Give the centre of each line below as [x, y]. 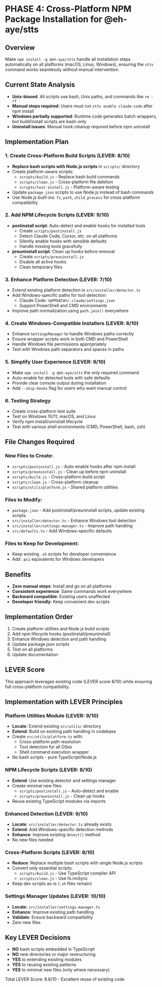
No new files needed [33, 840]
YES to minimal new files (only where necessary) [61, 970]
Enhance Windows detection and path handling [59, 639]
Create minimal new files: [37, 785]
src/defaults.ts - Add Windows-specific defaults [62, 531]
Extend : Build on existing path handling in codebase [64, 731]
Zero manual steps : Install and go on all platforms [62, 586]
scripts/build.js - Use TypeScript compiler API [67, 873]
